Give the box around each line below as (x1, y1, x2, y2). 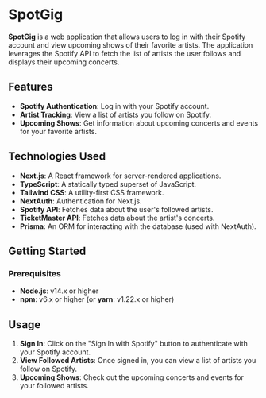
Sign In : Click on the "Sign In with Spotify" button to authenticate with (19, 339, 249, 349)
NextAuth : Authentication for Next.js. (19, 196, 142, 206)
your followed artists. (19, 381, 89, 391)
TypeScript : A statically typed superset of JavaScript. (19, 179, 197, 188)
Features (8, 80, 53, 94)
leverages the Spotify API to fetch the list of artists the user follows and (8, 48, 241, 58)
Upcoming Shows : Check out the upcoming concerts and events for (19, 373, 245, 382)
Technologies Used (8, 149, 106, 164)
